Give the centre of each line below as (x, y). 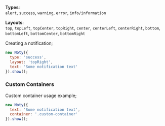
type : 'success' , (28, 57)
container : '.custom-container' (44, 114)
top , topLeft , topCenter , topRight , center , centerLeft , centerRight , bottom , (83, 28)
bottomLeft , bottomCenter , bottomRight (45, 33)
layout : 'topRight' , (31, 62)
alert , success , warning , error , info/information (56, 13)
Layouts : (15, 23)
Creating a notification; (29, 43)
